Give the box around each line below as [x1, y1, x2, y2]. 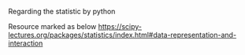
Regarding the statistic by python [8, 7, 116, 16]
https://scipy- [98, 22, 143, 31]
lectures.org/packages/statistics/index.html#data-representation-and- [8, 31, 237, 39]
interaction [8, 38, 43, 48]
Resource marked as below [8, 22, 97, 31]
